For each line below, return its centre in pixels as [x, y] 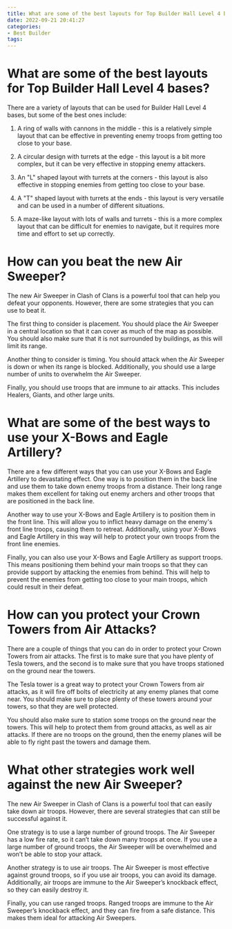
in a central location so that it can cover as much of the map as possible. [110, 331]
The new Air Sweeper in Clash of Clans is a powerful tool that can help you [114, 296]
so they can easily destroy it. [48, 889]
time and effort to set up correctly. [66, 234]
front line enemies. [34, 544]
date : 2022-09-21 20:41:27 [46, 20]
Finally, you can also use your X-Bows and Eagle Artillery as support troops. [115, 557]
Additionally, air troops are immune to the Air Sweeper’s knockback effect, [113, 882]
